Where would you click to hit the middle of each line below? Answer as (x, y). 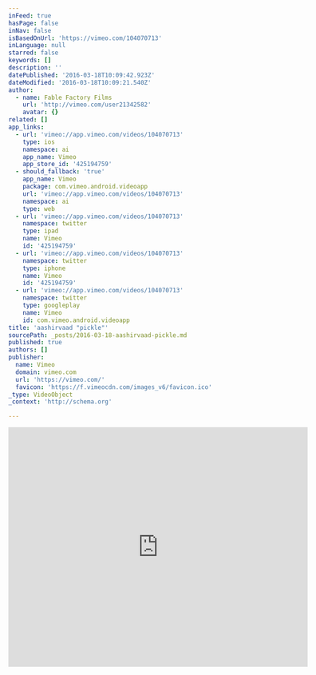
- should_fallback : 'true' (60, 172)
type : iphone (44, 268)
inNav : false (30, 30)
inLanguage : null (37, 46)
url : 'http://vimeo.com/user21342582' (87, 105)
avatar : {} (41, 113)
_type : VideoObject (41, 395)
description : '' (35, 68)
